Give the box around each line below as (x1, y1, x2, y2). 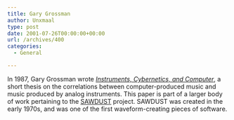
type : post (7, 23, 39, 30)
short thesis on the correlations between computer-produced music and (7, 82, 216, 91)
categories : (7, 43, 42, 50)
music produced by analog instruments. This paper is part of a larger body (7, 89, 223, 98)
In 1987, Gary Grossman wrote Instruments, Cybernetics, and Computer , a (7, 74, 221, 83)
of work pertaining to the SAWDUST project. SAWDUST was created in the (7, 97, 223, 105)
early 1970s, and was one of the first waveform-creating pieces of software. (7, 105, 228, 113)
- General (13, 50, 42, 57)
